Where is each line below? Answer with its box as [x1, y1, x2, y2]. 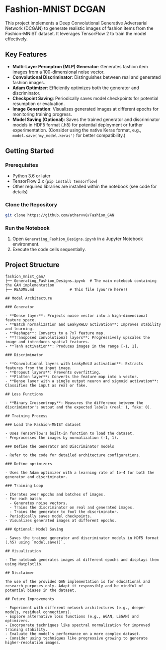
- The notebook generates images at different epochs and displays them [5, 557, 159, 562]
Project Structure [5, 260, 60, 269]
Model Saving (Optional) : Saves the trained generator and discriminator [12, 116, 161, 123]
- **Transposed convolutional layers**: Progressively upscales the [5, 335, 150, 340]
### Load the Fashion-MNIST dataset [5, 422, 81, 427]
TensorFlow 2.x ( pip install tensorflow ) [12, 178, 98, 184]
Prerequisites [5, 162, 38, 169]
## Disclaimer [5, 570, 35, 575]
